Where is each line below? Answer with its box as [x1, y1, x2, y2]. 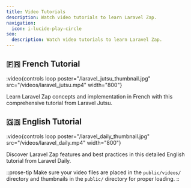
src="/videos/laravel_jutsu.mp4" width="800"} [6, 81, 123, 88]
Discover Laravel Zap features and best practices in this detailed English [6, 151, 185, 158]
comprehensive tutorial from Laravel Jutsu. [6, 99, 113, 106]
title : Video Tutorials [6, 8, 66, 15]
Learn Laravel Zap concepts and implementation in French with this [6, 92, 173, 100]
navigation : [6, 20, 36, 26]
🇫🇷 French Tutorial [6, 59, 80, 69]
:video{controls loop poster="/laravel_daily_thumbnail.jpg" [6, 133, 150, 140]
